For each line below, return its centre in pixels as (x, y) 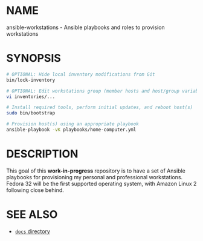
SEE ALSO (32, 214)
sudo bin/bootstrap (31, 113)
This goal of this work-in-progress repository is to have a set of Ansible (96, 171)
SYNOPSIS (34, 58)
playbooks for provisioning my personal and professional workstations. (95, 177)
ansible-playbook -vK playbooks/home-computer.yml (71, 130)
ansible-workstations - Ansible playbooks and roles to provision (85, 27)
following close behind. (35, 190)
